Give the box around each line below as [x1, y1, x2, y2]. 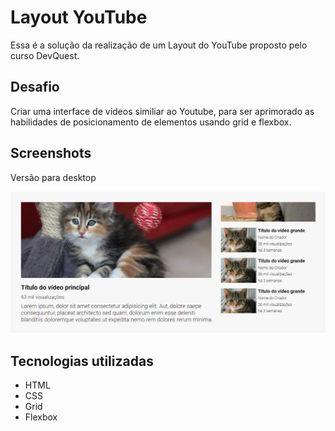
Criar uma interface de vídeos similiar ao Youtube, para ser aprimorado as [10, 105, 315, 117]
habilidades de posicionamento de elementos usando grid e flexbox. [10, 116, 292, 128]
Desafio [10, 79, 60, 96]
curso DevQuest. [10, 49, 80, 61]
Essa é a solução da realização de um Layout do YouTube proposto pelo [10, 39, 308, 51]
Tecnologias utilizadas [10, 352, 154, 370]
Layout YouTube [10, 6, 148, 29]
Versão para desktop [10, 171, 97, 183]
